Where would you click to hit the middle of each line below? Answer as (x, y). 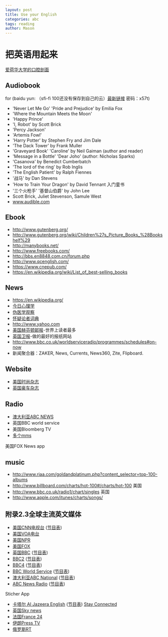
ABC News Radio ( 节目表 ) (39, 583)
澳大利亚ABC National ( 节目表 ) (44, 577)
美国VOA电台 (26, 533)
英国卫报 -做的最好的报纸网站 (42, 336)
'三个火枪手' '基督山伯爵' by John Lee (51, 190)
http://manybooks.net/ (35, 245)
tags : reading (20, 24)
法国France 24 (27, 616)
